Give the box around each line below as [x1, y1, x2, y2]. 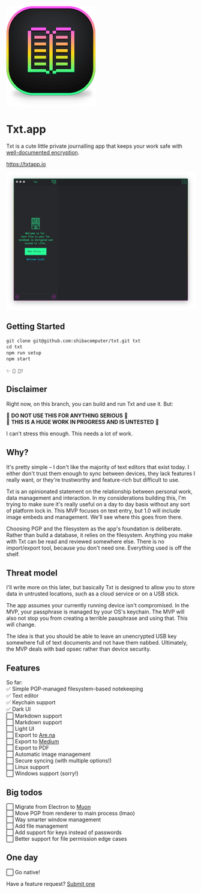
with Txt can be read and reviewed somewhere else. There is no [6, 538, 165, 545]
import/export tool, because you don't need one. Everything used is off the [6, 544, 191, 551]
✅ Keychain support [6, 699, 56, 706]
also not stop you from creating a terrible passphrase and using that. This [6, 615, 188, 622]
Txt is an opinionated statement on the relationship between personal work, [6, 488, 193, 495]
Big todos [6, 787, 43, 797]
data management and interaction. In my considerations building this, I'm [6, 494, 187, 502]
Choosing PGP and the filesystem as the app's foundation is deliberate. [6, 525, 182, 532]
